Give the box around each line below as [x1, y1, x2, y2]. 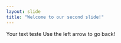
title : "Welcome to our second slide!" [6, 14, 104, 20]
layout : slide [6, 8, 41, 15]
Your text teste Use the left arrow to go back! [6, 30, 116, 37]
